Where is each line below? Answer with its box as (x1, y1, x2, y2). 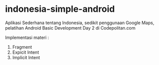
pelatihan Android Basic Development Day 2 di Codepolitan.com (5, 25, 136, 31)
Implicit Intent (12, 54, 40, 60)
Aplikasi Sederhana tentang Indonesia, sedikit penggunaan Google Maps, (5, 20, 155, 26)
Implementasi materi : (5, 34, 49, 40)
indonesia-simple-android (5, 3, 115, 15)
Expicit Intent (12, 49, 40, 55)
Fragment (12, 44, 32, 50)
